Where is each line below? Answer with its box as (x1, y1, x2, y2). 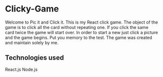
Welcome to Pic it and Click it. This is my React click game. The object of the (5, 19, 158, 25)
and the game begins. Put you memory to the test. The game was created (5, 35, 152, 40)
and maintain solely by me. (5, 39, 59, 45)
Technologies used (5, 54, 64, 62)
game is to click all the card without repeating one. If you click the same (5, 24, 149, 30)
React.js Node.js (5, 66, 38, 72)
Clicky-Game (5, 3, 59, 14)
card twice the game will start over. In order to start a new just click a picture (5, 29, 158, 35)
